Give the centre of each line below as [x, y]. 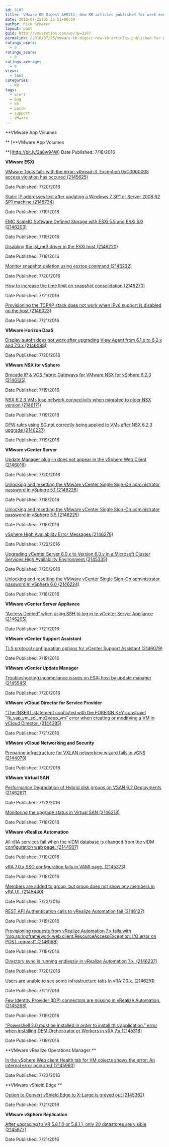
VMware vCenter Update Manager [42, 668]
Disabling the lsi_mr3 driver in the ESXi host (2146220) [62, 246]
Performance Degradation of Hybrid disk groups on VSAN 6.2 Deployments [83, 787]
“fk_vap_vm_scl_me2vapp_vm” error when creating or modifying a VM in [80, 718]
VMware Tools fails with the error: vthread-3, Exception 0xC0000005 [77, 171]
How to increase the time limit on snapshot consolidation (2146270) [75, 286]
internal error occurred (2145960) [40, 1065]
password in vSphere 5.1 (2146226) [42, 490]
